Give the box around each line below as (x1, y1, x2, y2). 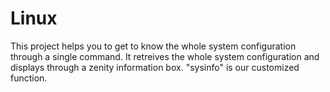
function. (10, 72, 48, 84)
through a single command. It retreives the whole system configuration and (10, 50, 320, 62)
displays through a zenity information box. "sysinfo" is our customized (10, 61, 300, 73)
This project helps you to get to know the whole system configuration (10, 40, 297, 52)
